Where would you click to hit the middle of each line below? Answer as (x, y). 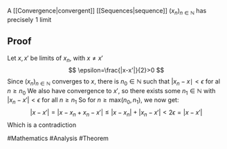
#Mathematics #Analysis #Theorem (58, 138)
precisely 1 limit (29, 19)
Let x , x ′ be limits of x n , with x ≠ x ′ (55, 59)
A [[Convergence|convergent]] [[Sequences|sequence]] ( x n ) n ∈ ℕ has (107, 12)
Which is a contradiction (42, 125)
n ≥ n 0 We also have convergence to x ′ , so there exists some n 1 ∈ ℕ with (111, 92)
